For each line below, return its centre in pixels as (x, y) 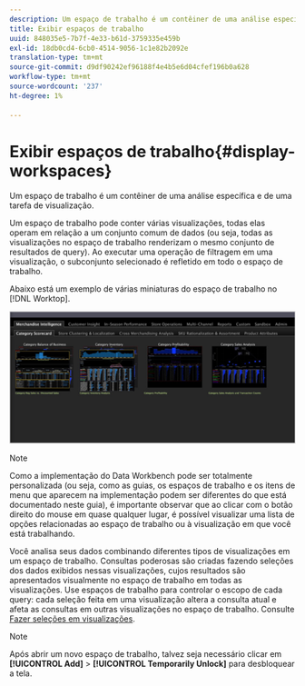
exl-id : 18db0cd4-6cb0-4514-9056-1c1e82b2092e (99, 48)
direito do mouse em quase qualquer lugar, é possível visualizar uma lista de (152, 514)
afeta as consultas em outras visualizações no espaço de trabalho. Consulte (152, 609)
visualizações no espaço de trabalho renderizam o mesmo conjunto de (142, 243)
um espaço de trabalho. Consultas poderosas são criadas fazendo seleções (152, 561)
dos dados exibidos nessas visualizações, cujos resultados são (128, 570)
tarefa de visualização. (52, 205)
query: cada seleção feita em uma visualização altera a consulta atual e (143, 599)
